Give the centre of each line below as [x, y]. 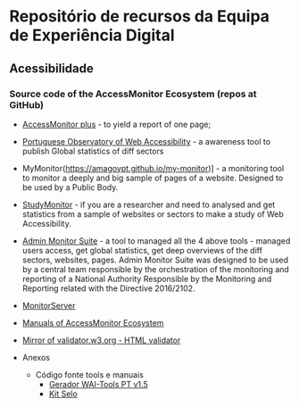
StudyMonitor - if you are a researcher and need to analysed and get [149, 204]
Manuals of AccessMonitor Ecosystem [93, 322]
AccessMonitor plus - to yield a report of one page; [116, 124]
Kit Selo [63, 394]
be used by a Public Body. [70, 187]
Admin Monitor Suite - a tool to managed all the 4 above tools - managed [156, 241]
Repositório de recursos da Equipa [140, 17]
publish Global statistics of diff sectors [93, 151]
